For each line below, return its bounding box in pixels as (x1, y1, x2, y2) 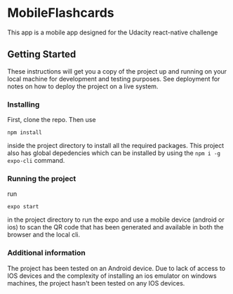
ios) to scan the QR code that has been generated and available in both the (7, 223, 224, 232)
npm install (7, 129, 42, 136)
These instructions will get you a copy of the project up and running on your (7, 67, 227, 75)
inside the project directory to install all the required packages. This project (7, 142, 225, 150)
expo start (7, 203, 39, 211)
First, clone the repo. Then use (7, 116, 96, 124)
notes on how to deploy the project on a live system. (7, 82, 159, 91)
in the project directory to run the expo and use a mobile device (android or (7, 215, 225, 224)
